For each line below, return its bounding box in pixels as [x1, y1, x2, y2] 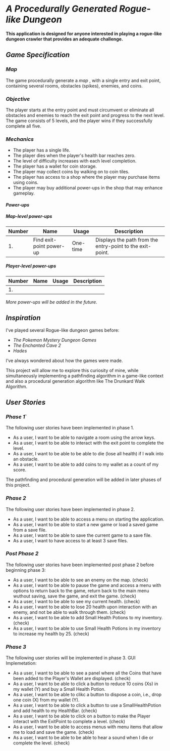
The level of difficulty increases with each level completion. [13, 158, 137, 164]
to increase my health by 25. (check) [13, 630, 90, 637]
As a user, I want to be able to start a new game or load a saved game [13, 521, 158, 527]
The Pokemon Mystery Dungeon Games [13, 337, 97, 343]
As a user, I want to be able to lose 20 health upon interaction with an [13, 604, 157, 610]
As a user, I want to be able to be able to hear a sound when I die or [13, 735, 153, 741]
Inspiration [6, 313, 41, 322]
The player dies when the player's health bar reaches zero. [13, 152, 136, 159]
